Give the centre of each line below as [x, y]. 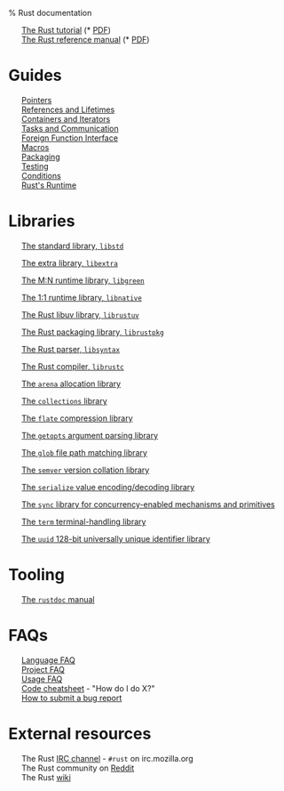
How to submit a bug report [71, 698]
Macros [35, 147]
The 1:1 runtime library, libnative [82, 297]
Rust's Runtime [49, 185]
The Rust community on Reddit [78, 768]
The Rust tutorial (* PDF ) [66, 30]
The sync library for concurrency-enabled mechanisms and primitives [148, 504]
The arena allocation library [71, 383]
